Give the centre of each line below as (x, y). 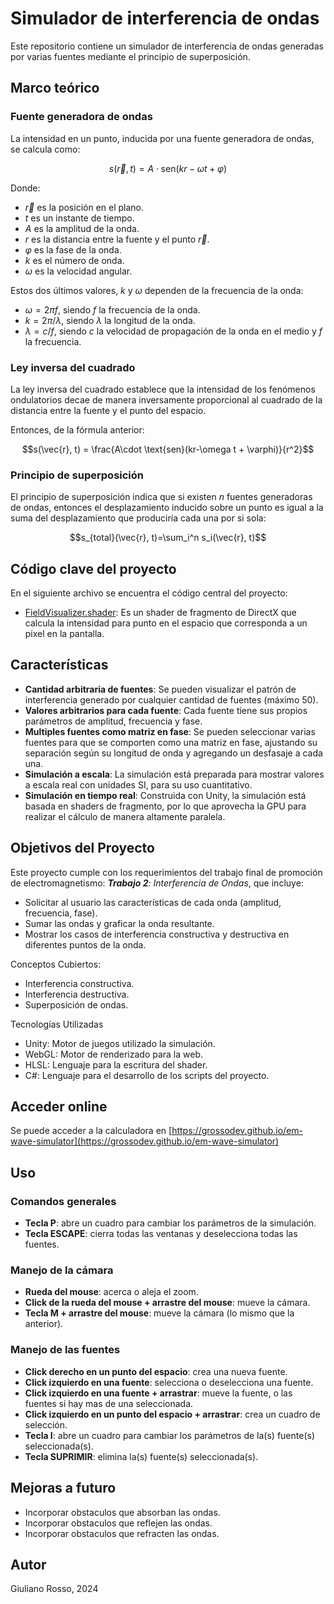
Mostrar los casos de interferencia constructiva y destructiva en (157, 934)
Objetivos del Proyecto (82, 848)
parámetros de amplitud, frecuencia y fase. (113, 721)
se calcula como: (45, 149)
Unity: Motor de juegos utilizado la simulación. (120, 1043)
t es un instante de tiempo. (79, 218)
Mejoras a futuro (63, 1488)
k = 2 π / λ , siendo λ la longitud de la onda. (110, 320)
